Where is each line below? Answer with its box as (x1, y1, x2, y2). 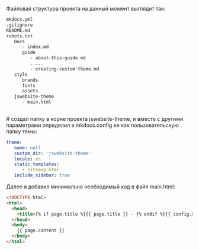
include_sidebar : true (14, 172, 70, 178)
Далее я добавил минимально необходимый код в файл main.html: (6, 183, 176, 190)
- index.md (21, 44, 49, 50)
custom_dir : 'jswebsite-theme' (14, 150, 92, 156)
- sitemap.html (21, 167, 60, 173)
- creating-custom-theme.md (30, 66, 99, 72)
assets (21, 88, 38, 94)
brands (21, 77, 38, 83)
